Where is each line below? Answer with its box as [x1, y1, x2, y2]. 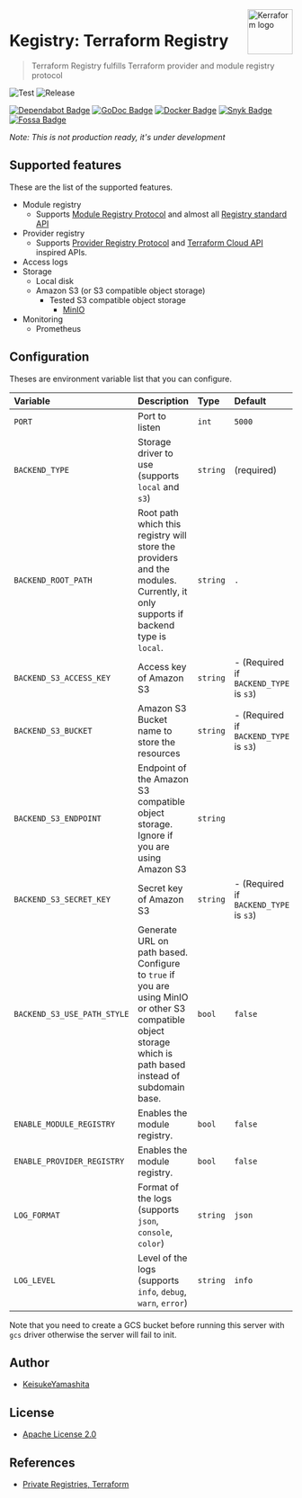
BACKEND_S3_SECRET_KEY [13, 894, 111, 905]
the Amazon [138, 772, 189, 785]
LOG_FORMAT [13, 1209, 60, 1220]
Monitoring [22, 314, 63, 325]
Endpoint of [138, 762, 187, 774]
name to [138, 724, 173, 736]
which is [138, 1047, 173, 1059]
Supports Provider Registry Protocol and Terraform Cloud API [35, 237, 263, 248]
